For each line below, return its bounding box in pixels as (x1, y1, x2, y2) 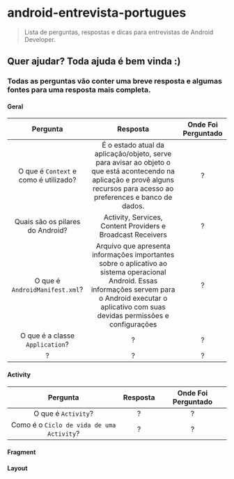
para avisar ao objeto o (95, 158, 171, 168)
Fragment (7, 448, 36, 457)
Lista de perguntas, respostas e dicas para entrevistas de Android (24, 28, 214, 36)
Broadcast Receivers (99, 230, 167, 239)
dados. (121, 201, 145, 211)
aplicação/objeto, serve (94, 149, 172, 159)
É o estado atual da (102, 141, 165, 150)
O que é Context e (18, 166, 77, 176)
